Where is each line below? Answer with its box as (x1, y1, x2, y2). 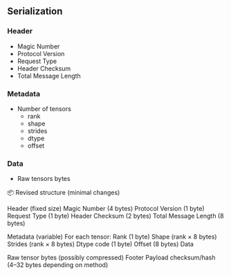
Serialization (7, 6, 63, 17)
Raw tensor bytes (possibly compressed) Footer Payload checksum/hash (7, 253, 216, 262)
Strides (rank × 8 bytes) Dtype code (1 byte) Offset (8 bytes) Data (7, 240, 194, 248)
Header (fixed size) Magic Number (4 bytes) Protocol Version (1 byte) (7, 205, 205, 213)
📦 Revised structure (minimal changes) (7, 189, 120, 197)
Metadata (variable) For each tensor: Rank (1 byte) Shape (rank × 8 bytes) (7, 232, 217, 241)
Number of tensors (17, 104, 71, 113)
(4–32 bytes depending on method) (7, 261, 109, 269)
